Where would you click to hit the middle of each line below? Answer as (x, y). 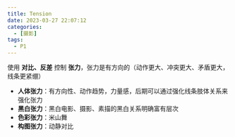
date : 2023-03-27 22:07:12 (47, 20)
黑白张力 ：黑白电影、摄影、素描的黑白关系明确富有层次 (98, 109)
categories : (25, 27)
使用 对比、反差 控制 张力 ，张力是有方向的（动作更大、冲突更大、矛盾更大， (118, 67)
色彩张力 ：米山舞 (42, 117)
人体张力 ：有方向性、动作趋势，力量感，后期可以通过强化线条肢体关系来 (122, 91)
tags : (15, 40)
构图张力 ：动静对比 (46, 126)
